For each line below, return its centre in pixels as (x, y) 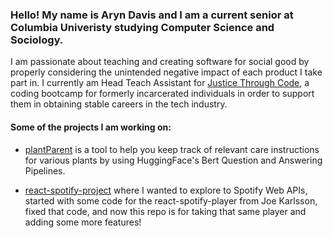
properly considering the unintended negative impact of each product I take (166, 72)
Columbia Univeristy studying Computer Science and (142, 27)
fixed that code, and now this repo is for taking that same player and (165, 211)
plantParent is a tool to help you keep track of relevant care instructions (172, 149)
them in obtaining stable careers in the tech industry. (119, 104)
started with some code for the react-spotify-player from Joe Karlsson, (171, 200)
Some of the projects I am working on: (91, 127)
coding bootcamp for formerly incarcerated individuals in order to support (162, 94)
